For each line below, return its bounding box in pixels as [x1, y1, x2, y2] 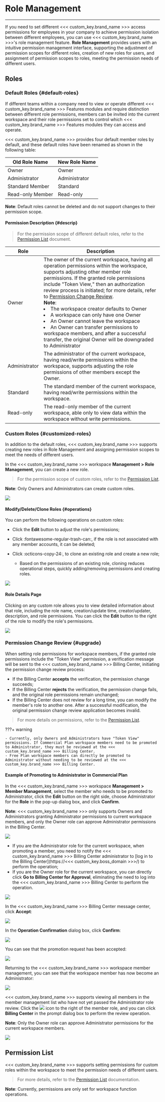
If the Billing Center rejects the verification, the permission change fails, [12, 686, 158, 692]
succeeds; [12, 681, 33, 687]
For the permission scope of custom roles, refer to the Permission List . [17, 476, 160, 482]
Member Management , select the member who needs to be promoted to [5, 788, 153, 794]
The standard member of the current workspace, [43, 382, 156, 389]
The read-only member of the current [43, 403, 131, 410]
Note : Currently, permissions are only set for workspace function [5, 1086, 137, 1092]
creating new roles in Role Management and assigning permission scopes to [5, 446, 160, 453]
